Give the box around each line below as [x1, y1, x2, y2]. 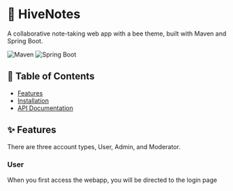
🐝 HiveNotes [7, 6, 81, 22]
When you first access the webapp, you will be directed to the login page [7, 176, 218, 184]
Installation [17, 96, 50, 105]
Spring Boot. [7, 36, 43, 45]
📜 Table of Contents [7, 70, 95, 82]
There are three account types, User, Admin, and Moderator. [7, 142, 181, 151]
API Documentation [17, 104, 73, 112]
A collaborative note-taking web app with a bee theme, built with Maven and [7, 29, 227, 38]
